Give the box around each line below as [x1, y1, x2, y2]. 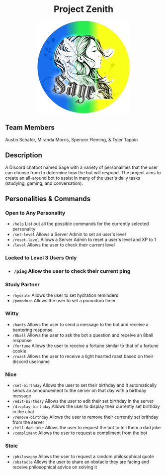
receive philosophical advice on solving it [12, 464, 97, 470]
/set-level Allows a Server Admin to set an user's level [12, 232, 126, 237]
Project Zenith [54, 3, 113, 15]
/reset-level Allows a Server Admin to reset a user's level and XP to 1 [12, 237, 156, 242]
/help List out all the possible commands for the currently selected [12, 221, 149, 227]
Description [5, 151, 42, 160]
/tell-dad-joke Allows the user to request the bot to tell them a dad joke [12, 424, 161, 430]
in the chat [12, 408, 35, 414]
